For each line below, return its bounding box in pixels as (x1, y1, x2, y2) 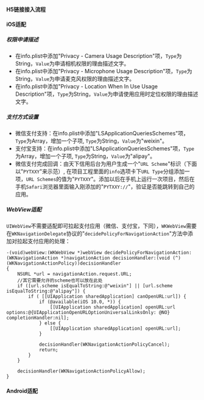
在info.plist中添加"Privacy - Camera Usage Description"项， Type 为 (15, 52, 182, 60)
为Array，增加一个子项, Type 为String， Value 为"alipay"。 (15, 152, 156, 160)
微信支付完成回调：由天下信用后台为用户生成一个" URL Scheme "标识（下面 (15, 160, 197, 168)
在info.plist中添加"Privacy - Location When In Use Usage (15, 83, 158, 90)
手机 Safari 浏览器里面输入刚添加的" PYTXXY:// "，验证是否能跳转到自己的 (15, 183, 195, 190)
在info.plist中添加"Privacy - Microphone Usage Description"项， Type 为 (15, 68, 193, 75)
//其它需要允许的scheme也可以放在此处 (17, 277, 103, 284)
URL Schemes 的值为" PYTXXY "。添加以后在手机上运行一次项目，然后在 (26, 176, 195, 183)
